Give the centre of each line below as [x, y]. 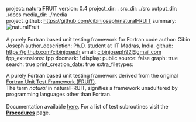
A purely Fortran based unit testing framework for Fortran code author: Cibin [98, 39]
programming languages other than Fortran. [59, 94]
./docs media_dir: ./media [37, 15]
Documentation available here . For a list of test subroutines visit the [87, 107]
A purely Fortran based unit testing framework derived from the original [92, 76]
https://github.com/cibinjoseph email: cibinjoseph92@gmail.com [84, 52]
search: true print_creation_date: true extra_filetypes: [70, 64]
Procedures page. [28, 113]
